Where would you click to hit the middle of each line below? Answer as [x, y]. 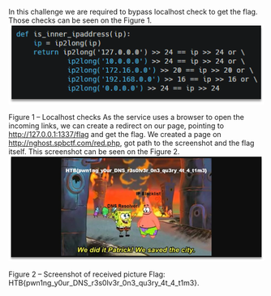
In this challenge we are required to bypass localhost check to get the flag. [133, 12]
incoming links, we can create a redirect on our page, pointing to [116, 126]
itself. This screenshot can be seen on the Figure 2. [94, 152]
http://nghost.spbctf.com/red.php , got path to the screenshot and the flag [131, 143]
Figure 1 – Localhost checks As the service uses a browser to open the [127, 118]
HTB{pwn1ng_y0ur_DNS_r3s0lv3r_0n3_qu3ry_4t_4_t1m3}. [104, 283]
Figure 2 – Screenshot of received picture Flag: [87, 274]
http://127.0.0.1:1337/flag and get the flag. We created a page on [115, 135]
